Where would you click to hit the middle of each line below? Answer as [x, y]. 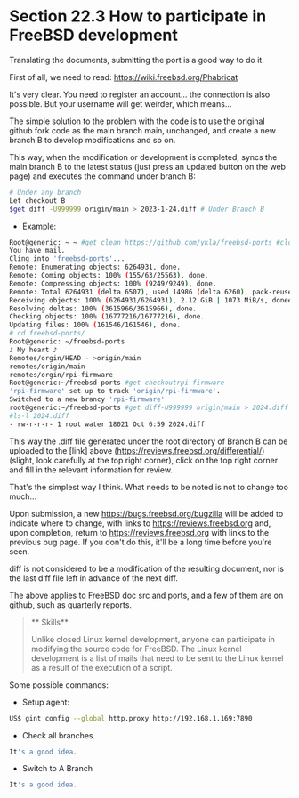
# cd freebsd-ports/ [48, 334]
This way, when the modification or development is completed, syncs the [143, 157]
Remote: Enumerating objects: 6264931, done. [95, 267]
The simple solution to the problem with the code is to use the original [137, 121]
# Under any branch [45, 192]
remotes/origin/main [48, 367]
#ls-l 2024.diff [39, 415]
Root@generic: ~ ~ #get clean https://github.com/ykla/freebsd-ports [141, 242]
